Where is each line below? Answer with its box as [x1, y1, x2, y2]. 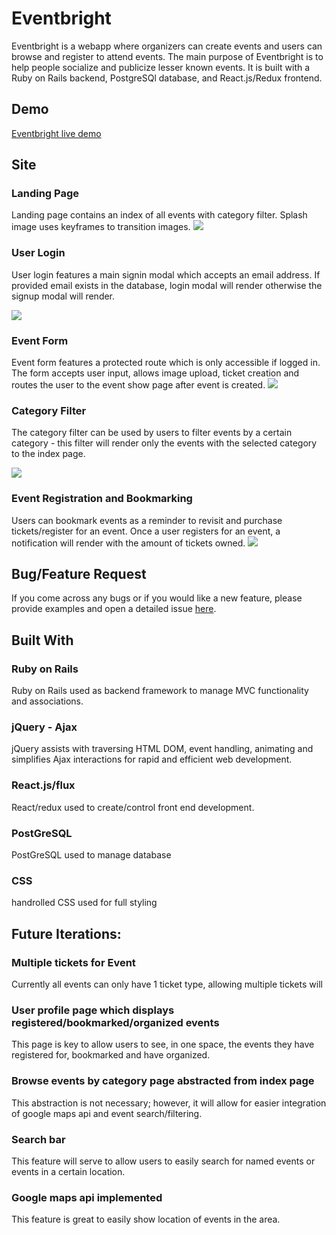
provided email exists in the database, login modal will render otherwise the [11, 279, 323, 291]
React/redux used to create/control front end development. [11, 801, 255, 813]
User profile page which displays [11, 1003, 175, 1017]
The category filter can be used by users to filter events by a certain [11, 427, 293, 439]
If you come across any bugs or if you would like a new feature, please [11, 592, 303, 604]
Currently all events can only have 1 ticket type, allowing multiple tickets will [11, 978, 323, 990]
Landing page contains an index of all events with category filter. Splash [11, 209, 308, 221]
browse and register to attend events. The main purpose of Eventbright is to [11, 50, 324, 62]
